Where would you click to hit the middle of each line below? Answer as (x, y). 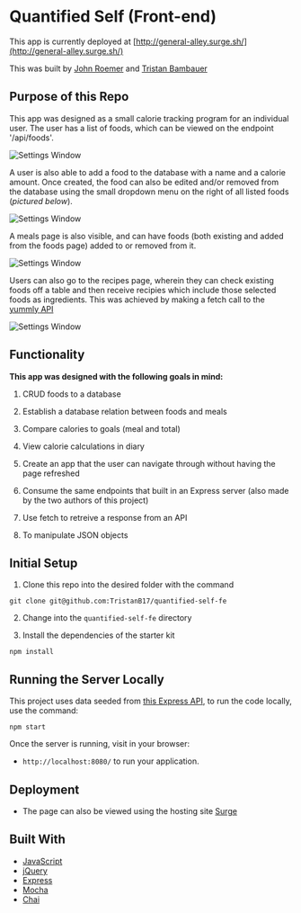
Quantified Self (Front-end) (113, 17)
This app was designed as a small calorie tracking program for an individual (149, 118)
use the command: (44, 711)
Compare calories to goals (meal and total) (102, 428)
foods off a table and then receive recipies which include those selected (143, 290)
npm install (31, 652)
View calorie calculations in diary (84, 446)
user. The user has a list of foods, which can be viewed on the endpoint (142, 128)
